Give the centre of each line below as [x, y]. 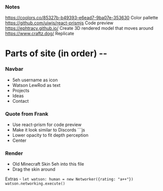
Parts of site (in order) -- [56, 54]
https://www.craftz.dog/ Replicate [40, 34]
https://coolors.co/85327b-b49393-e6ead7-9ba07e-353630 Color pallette [82, 18]
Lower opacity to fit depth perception [50, 135]
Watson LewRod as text [36, 85]
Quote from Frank [27, 114]
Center [19, 140]
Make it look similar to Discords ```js [49, 130]
